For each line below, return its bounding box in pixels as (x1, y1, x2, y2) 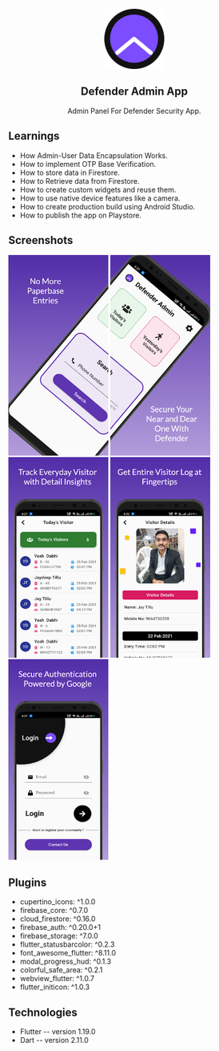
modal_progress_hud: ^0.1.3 (19, 956, 112, 967)
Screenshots (8, 233, 74, 247)
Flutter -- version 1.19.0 (19, 1027, 96, 1037)
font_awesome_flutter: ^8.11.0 (19, 948, 116, 958)
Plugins (8, 875, 47, 889)
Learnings (8, 129, 60, 143)
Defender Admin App (81, 85, 188, 99)
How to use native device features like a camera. (19, 193, 181, 203)
